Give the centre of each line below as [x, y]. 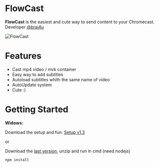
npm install [17, 160]
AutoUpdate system [32, 85]
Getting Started [37, 110]
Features [23, 56]
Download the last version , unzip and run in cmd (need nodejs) [68, 151]
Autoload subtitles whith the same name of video [61, 79]
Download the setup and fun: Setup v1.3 [45, 132]
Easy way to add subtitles [38, 74]
